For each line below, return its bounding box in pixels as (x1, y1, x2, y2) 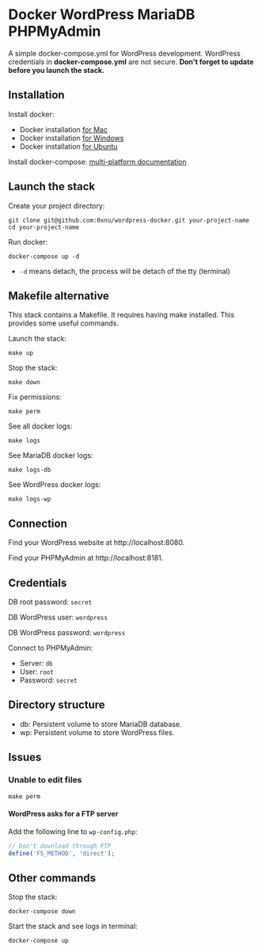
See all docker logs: (8, 421, 73, 431)
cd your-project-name (8, 223, 80, 231)
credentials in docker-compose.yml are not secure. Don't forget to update (8, 57, 254, 67)
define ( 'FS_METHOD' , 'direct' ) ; (8, 849, 115, 857)
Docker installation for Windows (19, 133, 124, 143)
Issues (8, 751, 42, 764)
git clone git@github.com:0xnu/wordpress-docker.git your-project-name (8, 216, 249, 224)
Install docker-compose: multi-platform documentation (8, 157, 188, 166)
